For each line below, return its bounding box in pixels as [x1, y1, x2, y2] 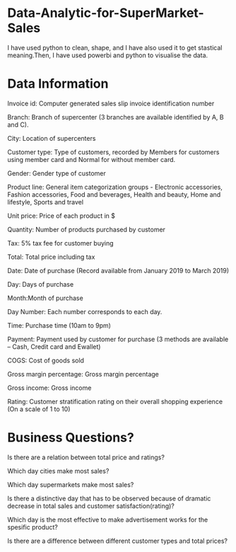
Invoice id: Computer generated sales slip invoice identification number [7, 99, 215, 108]
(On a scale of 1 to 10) [7, 405, 71, 413]
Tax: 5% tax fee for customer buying [7, 238, 114, 247]
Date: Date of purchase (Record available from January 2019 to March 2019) [7, 266, 230, 275]
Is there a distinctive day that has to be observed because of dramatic [7, 494, 211, 502]
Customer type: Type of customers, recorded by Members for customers [7, 147, 220, 156]
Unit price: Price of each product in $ [7, 211, 115, 220]
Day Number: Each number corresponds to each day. [7, 307, 163, 316]
